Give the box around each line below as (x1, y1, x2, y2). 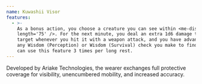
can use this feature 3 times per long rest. (17, 48, 133, 54)
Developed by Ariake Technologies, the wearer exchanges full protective (6, 64, 186, 71)
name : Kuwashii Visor (6, 8, 61, 15)
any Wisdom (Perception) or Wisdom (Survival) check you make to (17, 43, 185, 49)
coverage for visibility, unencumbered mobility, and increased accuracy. (6, 70, 185, 78)
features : (6, 14, 31, 20)
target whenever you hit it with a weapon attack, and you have (17, 37, 182, 43)
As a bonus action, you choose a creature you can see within (17, 25, 176, 32)
